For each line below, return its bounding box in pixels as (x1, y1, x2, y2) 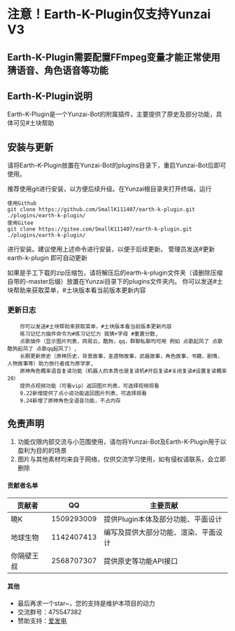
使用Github (7, 200, 37, 207)
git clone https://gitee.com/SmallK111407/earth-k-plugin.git (7, 226, 192, 233)
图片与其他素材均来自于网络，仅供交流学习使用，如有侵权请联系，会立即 (17, 455, 226, 463)
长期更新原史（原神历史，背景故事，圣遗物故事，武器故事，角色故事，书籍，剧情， (20, 352, 223, 360)
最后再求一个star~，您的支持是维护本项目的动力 (17, 599, 155, 607)
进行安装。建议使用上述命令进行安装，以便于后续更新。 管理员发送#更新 (7, 245, 215, 254)
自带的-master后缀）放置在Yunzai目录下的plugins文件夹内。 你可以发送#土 (7, 277, 223, 286)
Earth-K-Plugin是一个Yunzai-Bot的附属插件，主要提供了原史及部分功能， (7, 110, 217, 119)
